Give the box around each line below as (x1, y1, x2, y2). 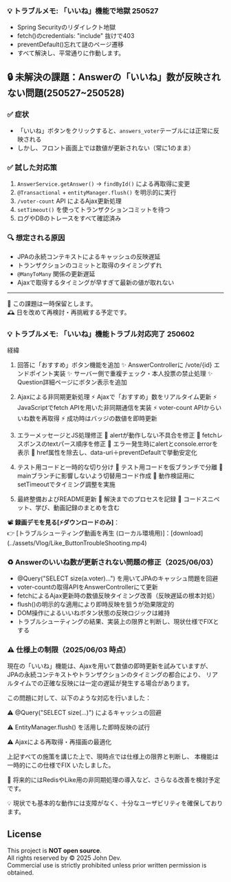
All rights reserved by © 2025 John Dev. (7, 854, 122, 862)
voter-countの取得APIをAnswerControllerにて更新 (16, 583, 158, 591)
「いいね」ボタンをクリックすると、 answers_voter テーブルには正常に (16, 126, 214, 135)
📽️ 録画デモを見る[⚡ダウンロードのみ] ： (7, 518, 120, 526)
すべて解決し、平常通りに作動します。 (16, 49, 125, 57)
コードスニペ (183, 495, 220, 503)
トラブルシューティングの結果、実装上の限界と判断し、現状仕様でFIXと (16, 618, 219, 626)
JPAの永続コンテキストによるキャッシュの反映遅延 (16, 252, 161, 260)
